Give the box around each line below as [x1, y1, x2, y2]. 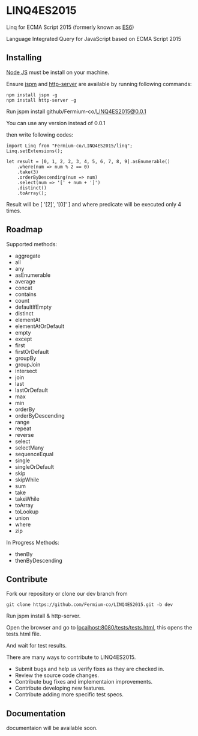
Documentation [6, 708, 66, 719]
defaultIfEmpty [14, 303, 52, 311]
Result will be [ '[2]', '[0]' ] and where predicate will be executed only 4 [6, 200, 182, 208]
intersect [14, 367, 37, 374]
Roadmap [6, 224, 43, 235]
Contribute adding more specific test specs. [14, 691, 124, 698]
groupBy [14, 354, 37, 362]
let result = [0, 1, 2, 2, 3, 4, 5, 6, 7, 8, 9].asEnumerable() [6, 158, 170, 164]
